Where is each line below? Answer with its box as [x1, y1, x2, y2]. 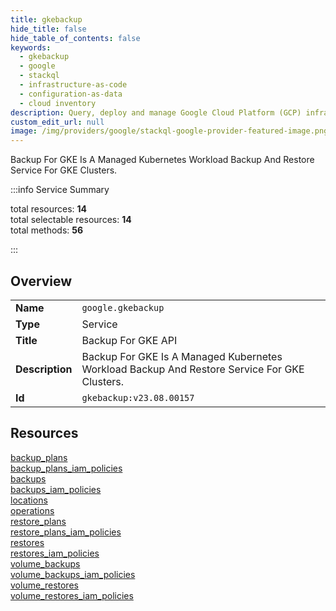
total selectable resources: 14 [10, 214, 132, 226]
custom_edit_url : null [10, 117, 105, 127]
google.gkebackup [81, 302, 165, 313]
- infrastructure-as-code [19, 80, 128, 90]
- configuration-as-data [19, 89, 123, 99]
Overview [10, 272, 73, 290]
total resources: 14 [10, 203, 88, 215]
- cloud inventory [19, 98, 97, 108]
